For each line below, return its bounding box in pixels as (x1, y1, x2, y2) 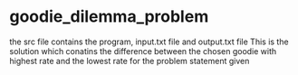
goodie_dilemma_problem (9, 6, 209, 27)
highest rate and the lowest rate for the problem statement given (9, 55, 250, 66)
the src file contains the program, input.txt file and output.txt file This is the (9, 36, 289, 47)
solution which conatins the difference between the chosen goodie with (9, 45, 277, 56)
